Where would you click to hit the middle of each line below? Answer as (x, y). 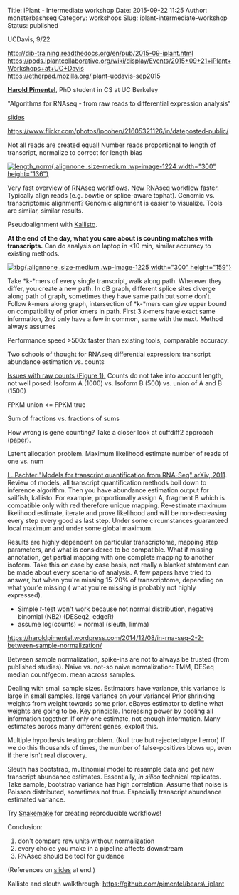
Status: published (33, 25)
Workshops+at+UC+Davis (46, 68)
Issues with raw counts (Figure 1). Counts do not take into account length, (115, 375)
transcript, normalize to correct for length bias (75, 152)
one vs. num (26, 461)
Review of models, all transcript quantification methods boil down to (107, 482)
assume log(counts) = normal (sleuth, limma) (83, 624)
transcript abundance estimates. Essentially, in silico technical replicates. (115, 777)
